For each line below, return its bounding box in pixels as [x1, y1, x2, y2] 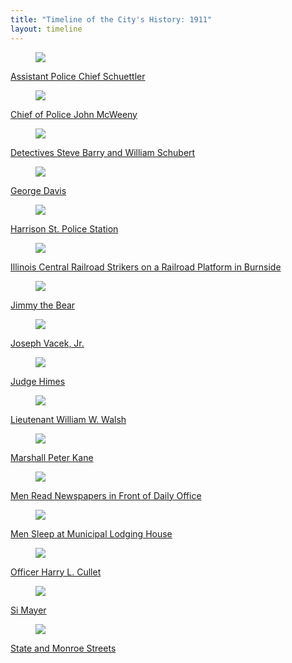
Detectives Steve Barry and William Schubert [10, 146, 196, 158]
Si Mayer [10, 604, 47, 616]
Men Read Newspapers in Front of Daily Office [10, 489, 202, 501]
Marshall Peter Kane [10, 451, 94, 463]
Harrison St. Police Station [10, 222, 119, 235]
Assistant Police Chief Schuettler [10, 70, 146, 82]
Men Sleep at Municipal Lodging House [10, 527, 173, 540]
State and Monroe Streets [10, 642, 117, 654]
